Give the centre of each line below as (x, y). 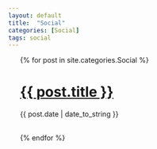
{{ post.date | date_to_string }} (69, 114)
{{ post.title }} (67, 92)
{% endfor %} (42, 138)
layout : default (35, 15)
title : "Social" (37, 23)
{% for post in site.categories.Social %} (84, 60)
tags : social (30, 38)
